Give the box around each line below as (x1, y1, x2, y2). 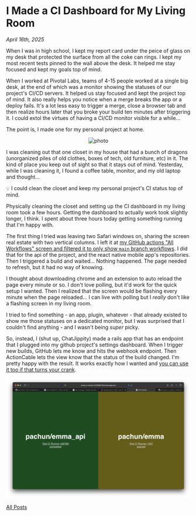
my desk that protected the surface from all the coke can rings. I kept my (6, 53, 182, 60)
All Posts (6, 503, 27, 510)
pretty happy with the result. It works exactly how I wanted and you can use (6, 360, 189, 367)
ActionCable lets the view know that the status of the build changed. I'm (6, 353, 180, 360)
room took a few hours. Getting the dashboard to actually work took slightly (6, 209, 188, 216)
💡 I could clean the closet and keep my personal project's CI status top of (6, 184, 183, 191)
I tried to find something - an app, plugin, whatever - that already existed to (6, 311, 187, 318)
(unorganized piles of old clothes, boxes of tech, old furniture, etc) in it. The (6, 154, 188, 161)
